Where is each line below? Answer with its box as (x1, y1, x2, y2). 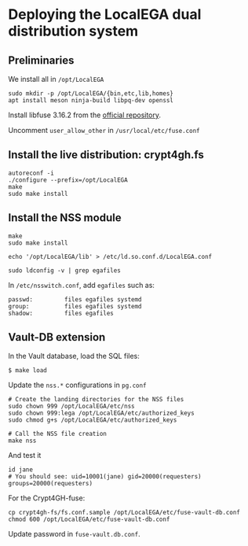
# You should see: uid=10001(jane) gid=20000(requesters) (8, 473, 202, 481)
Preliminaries (8, 53, 75, 67)
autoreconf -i (8, 169, 55, 177)
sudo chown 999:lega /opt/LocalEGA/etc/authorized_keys (8, 409, 195, 418)
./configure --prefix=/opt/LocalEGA (8, 175, 128, 184)
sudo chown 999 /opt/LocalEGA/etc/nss (8, 403, 135, 411)
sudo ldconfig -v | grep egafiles (8, 266, 122, 275)
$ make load (8, 367, 47, 374)
